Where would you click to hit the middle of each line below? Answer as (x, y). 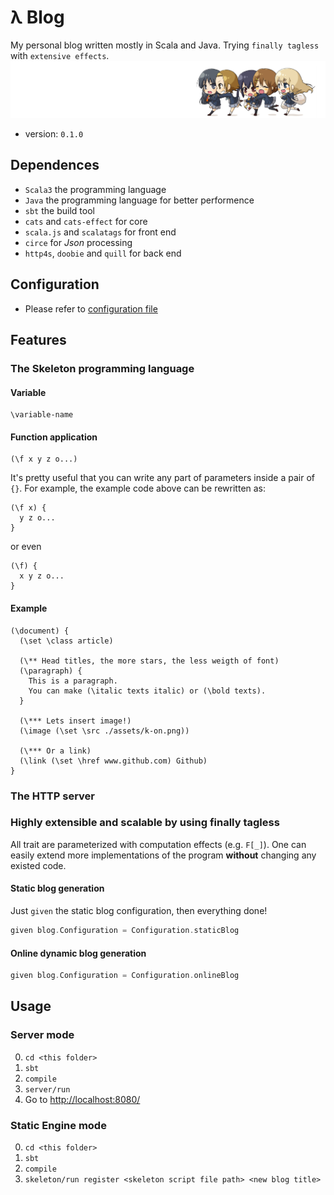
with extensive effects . (60, 55)
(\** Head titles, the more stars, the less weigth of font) (149, 661)
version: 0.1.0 (54, 134)
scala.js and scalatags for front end (100, 232)
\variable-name (42, 415)
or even (26, 547)
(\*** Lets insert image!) (75, 721)
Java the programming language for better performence (139, 200)
